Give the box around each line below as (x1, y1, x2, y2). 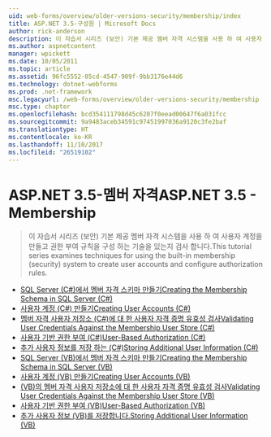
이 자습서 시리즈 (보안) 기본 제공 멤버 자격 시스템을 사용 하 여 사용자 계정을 (28, 231, 263, 241)
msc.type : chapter (8, 103, 71, 111)
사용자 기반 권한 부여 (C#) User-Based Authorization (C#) (19, 333, 206, 343)
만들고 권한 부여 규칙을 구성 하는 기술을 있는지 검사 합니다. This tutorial (28, 242, 252, 251)
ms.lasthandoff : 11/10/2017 (8, 140, 104, 149)
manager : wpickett (8, 50, 71, 58)
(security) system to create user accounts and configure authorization (28, 260, 264, 269)
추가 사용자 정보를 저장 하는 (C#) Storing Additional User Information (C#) (19, 343, 259, 352)
